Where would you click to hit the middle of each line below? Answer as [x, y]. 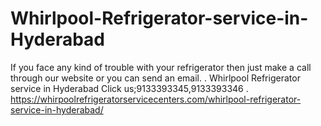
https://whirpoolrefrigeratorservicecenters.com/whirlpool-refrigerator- [156, 99]
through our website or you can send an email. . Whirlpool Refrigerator [155, 78]
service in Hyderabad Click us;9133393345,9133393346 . [129, 88]
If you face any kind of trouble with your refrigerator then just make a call [161, 67]
